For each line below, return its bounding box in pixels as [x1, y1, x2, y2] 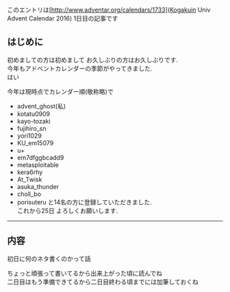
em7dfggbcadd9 [16, 153, 64, 162]
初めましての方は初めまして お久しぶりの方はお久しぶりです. [7, 56, 179, 64]
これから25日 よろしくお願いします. [16, 206, 118, 215]
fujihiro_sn [16, 124, 47, 132]
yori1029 [16, 132, 42, 140]
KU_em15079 [16, 138, 54, 147]
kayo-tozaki [16, 117, 51, 125]
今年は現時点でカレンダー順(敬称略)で [7, 87, 114, 95]
